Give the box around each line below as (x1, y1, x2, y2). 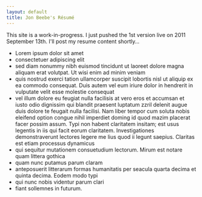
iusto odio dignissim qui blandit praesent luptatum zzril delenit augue (15, 101, 187, 108)
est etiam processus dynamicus (15, 139, 95, 147)
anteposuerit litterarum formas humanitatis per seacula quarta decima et (15, 165, 197, 173)
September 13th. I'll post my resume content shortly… (6, 38, 140, 45)
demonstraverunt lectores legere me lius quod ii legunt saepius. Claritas (15, 133, 195, 140)
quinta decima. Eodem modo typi (15, 172, 98, 179)
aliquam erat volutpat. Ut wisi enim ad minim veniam (15, 68, 146, 76)
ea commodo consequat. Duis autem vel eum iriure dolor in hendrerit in (15, 81, 193, 88)
